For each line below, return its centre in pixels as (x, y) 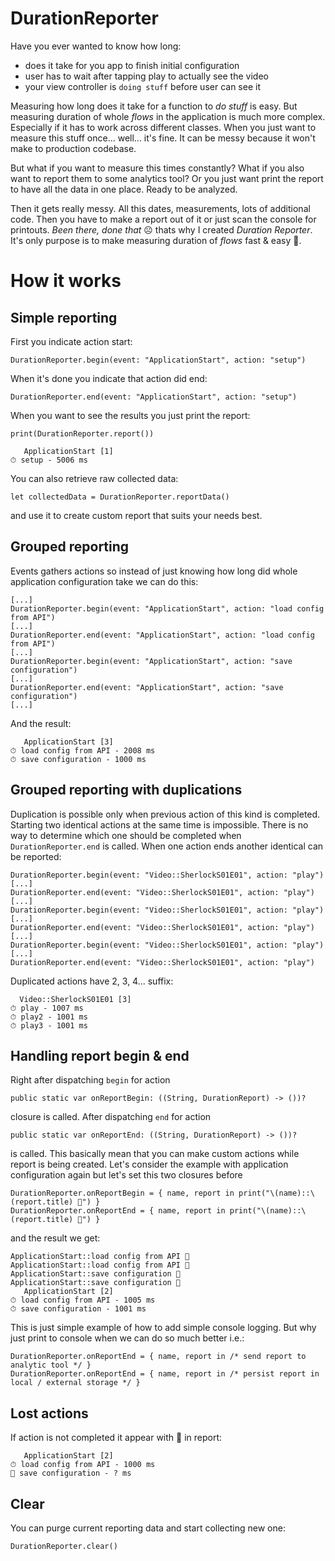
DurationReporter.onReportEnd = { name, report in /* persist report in (165, 1374)
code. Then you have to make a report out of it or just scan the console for (163, 219)
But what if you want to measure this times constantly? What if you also (157, 168)
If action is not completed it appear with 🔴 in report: (116, 1438)
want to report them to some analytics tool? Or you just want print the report (167, 178)
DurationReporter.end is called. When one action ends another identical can (167, 846)
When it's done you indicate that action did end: (109, 378)
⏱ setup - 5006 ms (49, 460)
